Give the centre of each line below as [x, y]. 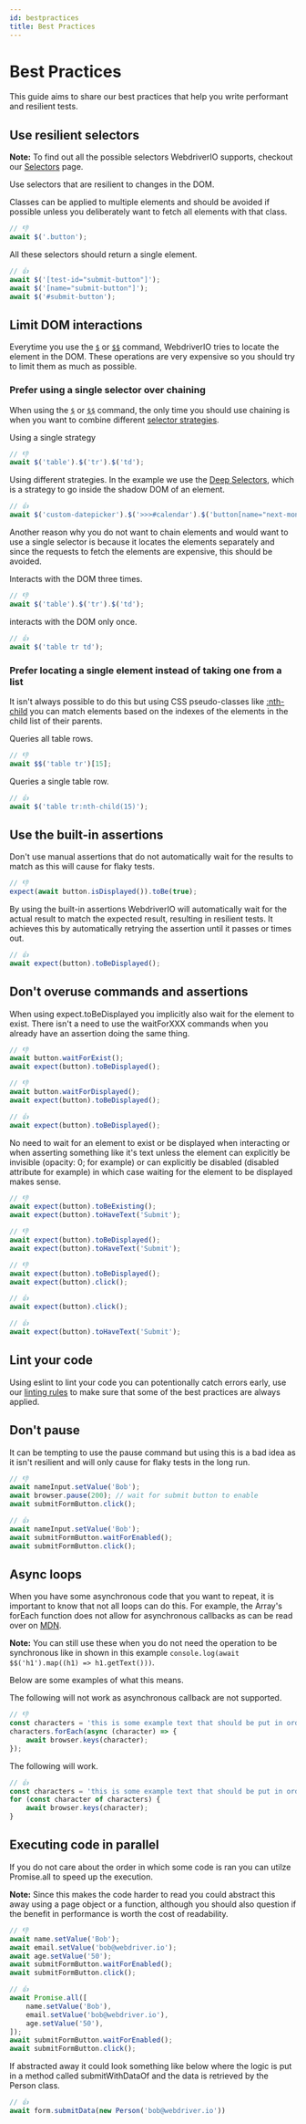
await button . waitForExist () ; [67, 1058]
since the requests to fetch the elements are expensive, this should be [141, 552]
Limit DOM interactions [76, 325]
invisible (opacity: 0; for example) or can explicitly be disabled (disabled [144, 1162]
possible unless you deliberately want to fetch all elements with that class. [148, 212]
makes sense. [36, 1182]
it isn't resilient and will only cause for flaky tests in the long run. [130, 1462]
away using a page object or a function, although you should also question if [153, 1904]
